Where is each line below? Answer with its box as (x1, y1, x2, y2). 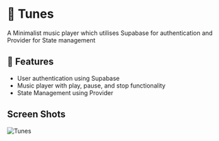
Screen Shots (7, 109, 66, 120)
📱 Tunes (7, 6, 54, 22)
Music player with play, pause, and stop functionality (16, 81, 166, 90)
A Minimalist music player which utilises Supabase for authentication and (7, 29, 214, 37)
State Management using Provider (16, 88, 114, 97)
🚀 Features (7, 56, 54, 68)
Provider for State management (7, 36, 96, 44)
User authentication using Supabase (16, 74, 120, 82)
